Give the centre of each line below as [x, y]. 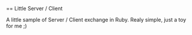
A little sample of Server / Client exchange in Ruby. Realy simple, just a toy [96, 20]
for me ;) [17, 26]
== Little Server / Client [34, 8]
